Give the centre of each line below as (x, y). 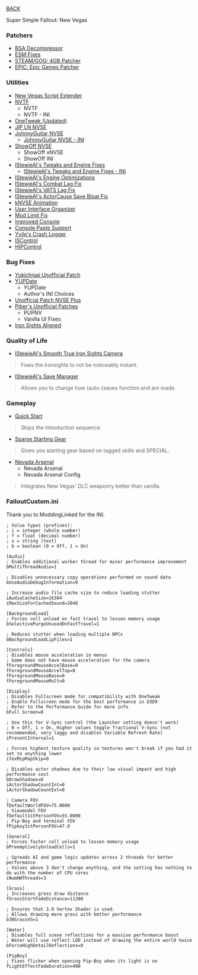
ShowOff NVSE (33, 146)
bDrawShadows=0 (25, 779)
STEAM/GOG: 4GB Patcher (48, 61)
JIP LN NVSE (31, 127)
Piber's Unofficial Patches (46, 306)
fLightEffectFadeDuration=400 (44, 966)
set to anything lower (34, 753)
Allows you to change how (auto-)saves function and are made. (98, 388)
